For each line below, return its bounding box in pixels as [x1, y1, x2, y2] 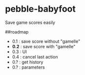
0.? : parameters [12, 64, 45, 70]
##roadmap [5, 29, 29, 35]
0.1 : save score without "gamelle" [12, 38, 81, 44]
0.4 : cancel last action [12, 54, 58, 59]
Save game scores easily [5, 19, 55, 25]
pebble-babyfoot [5, 3, 76, 15]
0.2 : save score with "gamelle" [12, 43, 76, 49]
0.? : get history [12, 59, 43, 65]
